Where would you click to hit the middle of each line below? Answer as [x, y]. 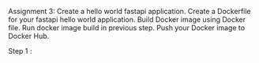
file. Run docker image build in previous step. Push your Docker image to [127, 28]
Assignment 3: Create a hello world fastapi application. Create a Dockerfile [129, 11]
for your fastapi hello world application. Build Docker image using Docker [127, 19]
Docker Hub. [29, 36]
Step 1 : [20, 51]
